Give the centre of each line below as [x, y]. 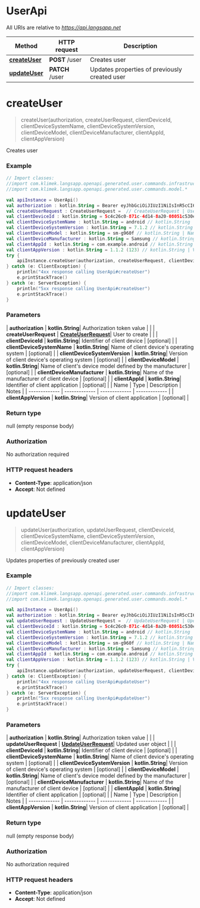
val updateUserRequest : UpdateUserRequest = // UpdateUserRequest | [96, 621]
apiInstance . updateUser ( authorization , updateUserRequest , [92, 671]
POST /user [65, 60]
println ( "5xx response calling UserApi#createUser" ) [84, 288]
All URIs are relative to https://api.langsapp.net [63, 27]
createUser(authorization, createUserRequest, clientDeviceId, [96, 120]
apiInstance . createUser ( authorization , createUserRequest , [92, 261]
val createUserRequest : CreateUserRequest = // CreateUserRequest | [96, 211]
